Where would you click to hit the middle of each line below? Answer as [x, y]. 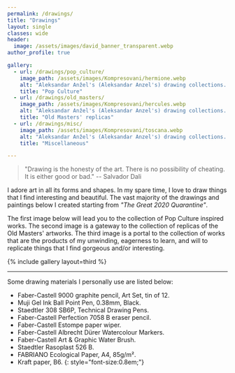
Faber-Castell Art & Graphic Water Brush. [77, 340]
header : [19, 40]
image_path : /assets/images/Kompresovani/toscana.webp [101, 130]
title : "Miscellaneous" [55, 143]
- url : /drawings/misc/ [48, 124]
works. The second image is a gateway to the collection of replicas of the [113, 226]
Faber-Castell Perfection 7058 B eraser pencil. [84, 318]
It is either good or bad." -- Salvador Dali [83, 177]
